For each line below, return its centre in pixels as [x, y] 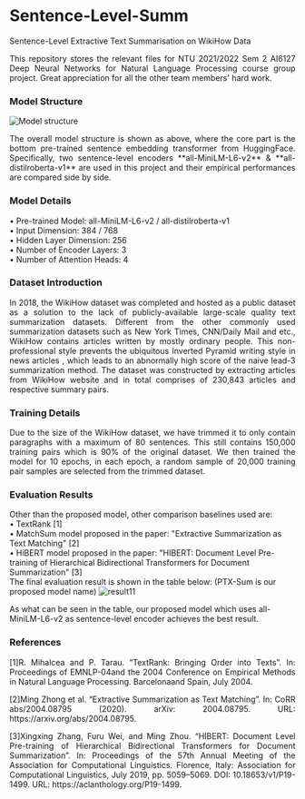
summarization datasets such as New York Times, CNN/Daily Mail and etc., [152, 331]
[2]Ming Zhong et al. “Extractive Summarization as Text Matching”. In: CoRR [152, 699]
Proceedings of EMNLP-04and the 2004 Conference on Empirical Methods [152, 672]
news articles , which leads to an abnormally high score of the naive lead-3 [152, 360]
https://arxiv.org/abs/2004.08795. [73, 718]
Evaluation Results [51, 495]
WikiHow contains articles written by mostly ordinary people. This [142, 340]
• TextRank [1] [36, 524]
